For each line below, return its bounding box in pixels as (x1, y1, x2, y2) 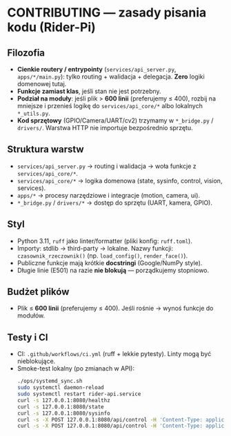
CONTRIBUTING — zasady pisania (7, 5, 207, 21)
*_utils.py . (17, 109, 50, 117)
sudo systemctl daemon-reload (17, 384, 105, 391)
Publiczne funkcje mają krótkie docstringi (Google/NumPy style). (17, 258, 203, 267)
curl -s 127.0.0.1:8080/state (17, 403, 105, 411)
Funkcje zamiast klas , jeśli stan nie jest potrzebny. (17, 87, 161, 95)
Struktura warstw (7, 143, 84, 156)
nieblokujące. (17, 357, 56, 366)
